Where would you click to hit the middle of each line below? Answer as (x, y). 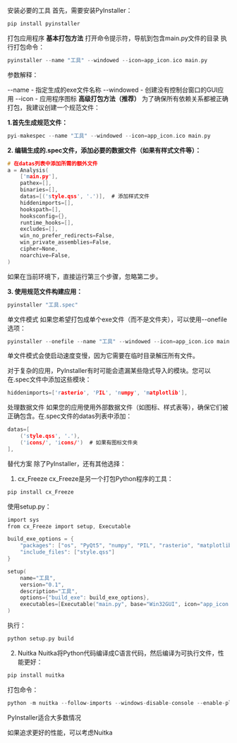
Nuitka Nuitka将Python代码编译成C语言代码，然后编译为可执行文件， (118, 653)
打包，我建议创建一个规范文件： (54, 107)
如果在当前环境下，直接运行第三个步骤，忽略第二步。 (85, 276)
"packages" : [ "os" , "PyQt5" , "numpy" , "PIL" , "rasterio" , (107, 546)
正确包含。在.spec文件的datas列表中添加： (70, 416)
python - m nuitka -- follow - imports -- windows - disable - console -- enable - (116, 703)
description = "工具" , (49, 591)
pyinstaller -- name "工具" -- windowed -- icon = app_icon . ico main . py (108, 60)
